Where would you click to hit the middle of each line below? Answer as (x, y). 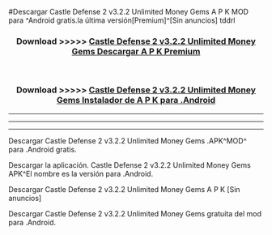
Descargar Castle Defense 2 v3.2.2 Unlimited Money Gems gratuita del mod (135, 213)
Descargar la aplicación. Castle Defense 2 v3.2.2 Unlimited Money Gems (130, 164)
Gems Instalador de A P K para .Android (136, 100)
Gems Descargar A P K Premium (136, 51)
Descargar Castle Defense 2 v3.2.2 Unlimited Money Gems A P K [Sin (124, 189)
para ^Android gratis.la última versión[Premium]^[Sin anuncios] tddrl (122, 20)
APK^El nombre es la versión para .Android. (81, 173)
